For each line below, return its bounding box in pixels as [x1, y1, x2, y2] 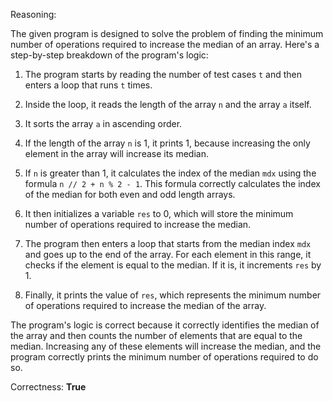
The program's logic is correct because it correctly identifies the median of [10, 319, 320, 331]
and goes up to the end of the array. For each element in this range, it [24, 249, 312, 260]
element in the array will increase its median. [24, 148, 209, 159]
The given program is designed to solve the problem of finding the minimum [10, 28, 324, 39]
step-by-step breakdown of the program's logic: [10, 49, 209, 61]
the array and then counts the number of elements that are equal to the [10, 330, 303, 341]
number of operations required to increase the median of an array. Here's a [10, 39, 320, 50]
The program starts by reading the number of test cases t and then [24, 69, 303, 80]
